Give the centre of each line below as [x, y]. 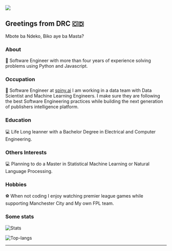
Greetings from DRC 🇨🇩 [45, 24]
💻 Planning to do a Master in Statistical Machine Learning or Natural [78, 164]
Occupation [20, 80]
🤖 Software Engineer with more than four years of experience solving [78, 61]
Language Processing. [29, 171]
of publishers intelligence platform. [42, 107]
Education [18, 120]
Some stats [20, 217]
